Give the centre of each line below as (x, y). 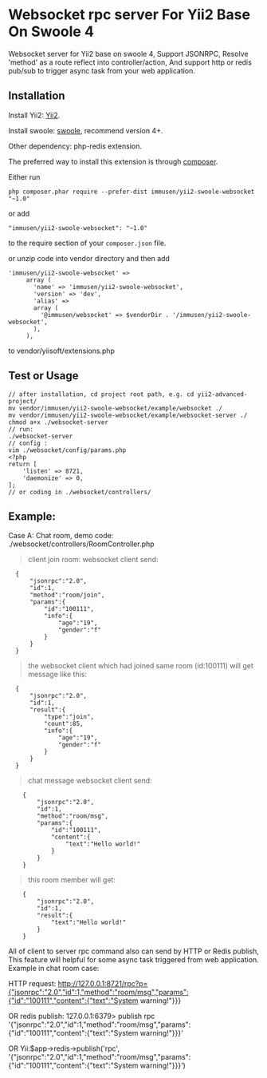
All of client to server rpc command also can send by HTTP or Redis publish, (133, 951)
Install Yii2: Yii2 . (34, 115)
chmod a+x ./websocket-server (59, 422)
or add (19, 213)
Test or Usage (43, 376)
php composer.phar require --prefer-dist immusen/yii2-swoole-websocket (132, 192)
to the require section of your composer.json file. (87, 243)
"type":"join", (69, 717)
